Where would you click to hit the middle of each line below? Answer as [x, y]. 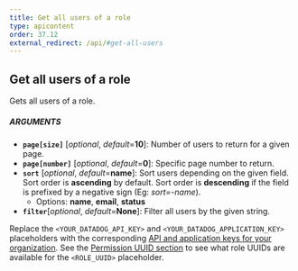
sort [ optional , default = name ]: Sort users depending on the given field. [155, 173]
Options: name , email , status [91, 202]
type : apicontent [42, 26]
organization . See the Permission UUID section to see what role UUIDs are [148, 248]
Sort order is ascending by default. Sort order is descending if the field [155, 183]
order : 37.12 [34, 34]
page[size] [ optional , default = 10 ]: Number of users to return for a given [156, 144]
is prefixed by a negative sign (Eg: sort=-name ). [112, 192]
